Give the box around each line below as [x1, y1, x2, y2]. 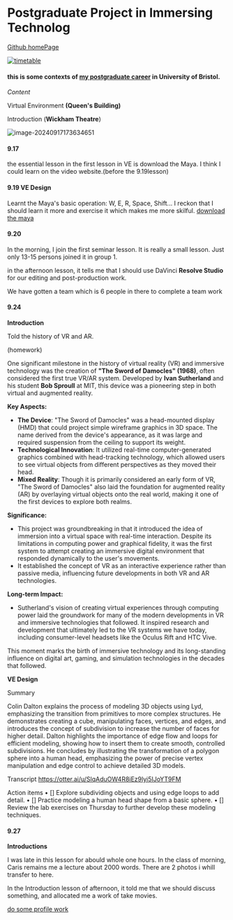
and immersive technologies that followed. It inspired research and [17, 618, 209, 626]
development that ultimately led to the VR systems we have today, [17, 625, 207, 634]
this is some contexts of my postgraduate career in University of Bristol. [7, 72, 220, 81]
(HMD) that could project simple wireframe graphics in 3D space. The [17, 423, 218, 431]
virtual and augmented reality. [7, 389, 93, 397]
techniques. [7, 810, 41, 819]
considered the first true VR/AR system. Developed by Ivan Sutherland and [7, 373, 224, 382]
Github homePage [7, 43, 59, 51]
